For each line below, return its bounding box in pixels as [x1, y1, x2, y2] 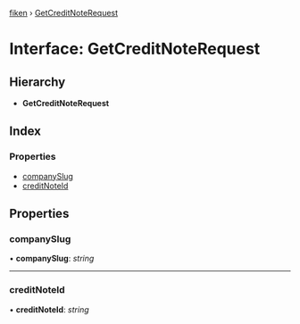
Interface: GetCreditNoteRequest [9, 39, 261, 59]
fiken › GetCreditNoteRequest [9, 8, 119, 18]
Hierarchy [9, 74, 66, 89]
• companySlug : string [9, 253, 95, 264]
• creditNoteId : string [9, 303, 89, 315]
